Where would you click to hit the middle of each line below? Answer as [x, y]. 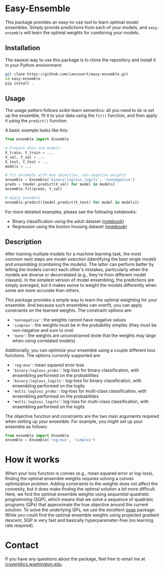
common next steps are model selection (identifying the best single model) [81, 259]
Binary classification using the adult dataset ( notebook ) [68, 221]
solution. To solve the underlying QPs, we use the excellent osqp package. [81, 510]
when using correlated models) [44, 340]
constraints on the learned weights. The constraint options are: [69, 310]
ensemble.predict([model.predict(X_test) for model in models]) [72, 202]
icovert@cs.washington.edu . [34, 564]
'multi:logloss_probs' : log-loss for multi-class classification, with [79, 391]
